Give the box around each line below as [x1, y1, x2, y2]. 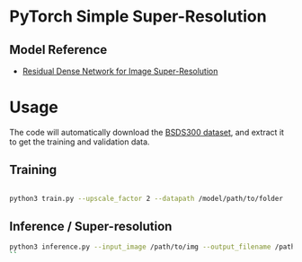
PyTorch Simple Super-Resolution [9, 6, 267, 27]
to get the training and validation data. [9, 136, 150, 147]
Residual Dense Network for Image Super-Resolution [22, 65, 218, 76]
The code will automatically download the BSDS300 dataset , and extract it [9, 127, 285, 137]
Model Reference [9, 42, 108, 57]
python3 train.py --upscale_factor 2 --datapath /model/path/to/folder [9, 194, 283, 203]
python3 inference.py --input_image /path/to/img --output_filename [9, 242, 271, 252]
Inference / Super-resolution [9, 219, 173, 234]
